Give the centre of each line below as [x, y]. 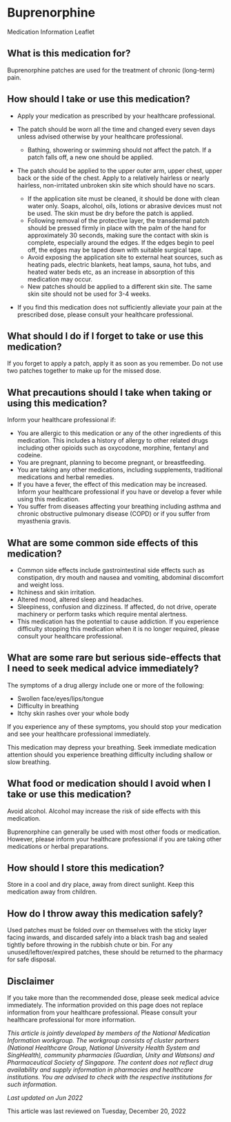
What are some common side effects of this [103, 543]
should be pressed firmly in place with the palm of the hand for [117, 228]
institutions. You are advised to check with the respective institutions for [110, 1077]
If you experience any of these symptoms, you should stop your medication [114, 726]
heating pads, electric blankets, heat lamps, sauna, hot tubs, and [119, 264]
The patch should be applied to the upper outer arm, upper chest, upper [120, 170]
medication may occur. [60, 279]
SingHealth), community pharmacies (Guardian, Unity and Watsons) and [111, 1055]
